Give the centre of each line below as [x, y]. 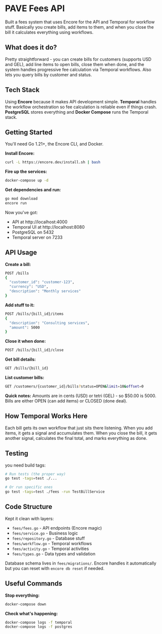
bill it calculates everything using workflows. [49, 32]
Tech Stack [22, 90]
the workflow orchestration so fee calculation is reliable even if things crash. [81, 107]
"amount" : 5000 [25, 327]
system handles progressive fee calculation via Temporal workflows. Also [78, 69]
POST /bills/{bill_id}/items [34, 314]
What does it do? [31, 47]
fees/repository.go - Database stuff [48, 538]
